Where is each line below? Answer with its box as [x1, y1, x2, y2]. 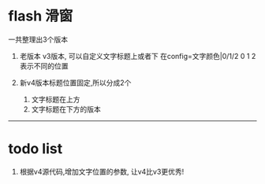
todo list [8, 140, 63, 158]
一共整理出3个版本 [8, 35, 69, 44]
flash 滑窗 [8, 7, 73, 25]
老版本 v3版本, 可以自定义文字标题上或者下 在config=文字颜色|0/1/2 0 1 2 [19, 51, 256, 61]
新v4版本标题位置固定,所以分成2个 [19, 78, 132, 87]
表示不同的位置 [19, 61, 69, 71]
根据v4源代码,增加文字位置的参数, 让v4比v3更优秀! [19, 167, 185, 176]
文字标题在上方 [31, 94, 80, 104]
